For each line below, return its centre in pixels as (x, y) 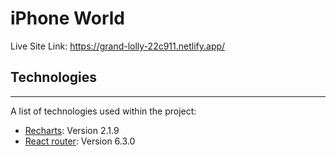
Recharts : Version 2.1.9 (72, 130)
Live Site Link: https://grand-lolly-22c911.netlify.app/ (118, 46)
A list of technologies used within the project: (103, 111)
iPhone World (67, 18)
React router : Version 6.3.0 (80, 141)
